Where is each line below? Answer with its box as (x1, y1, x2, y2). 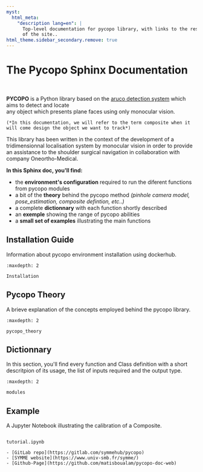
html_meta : (11, 15, 39, 21)
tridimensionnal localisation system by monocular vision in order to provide (6, 142, 193, 149)
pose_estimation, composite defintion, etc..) (14, 198, 125, 205)
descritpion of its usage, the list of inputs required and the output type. (6, 367, 182, 374)
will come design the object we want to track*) (6, 125, 131, 131)
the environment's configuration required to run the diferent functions (14, 178, 192, 186)
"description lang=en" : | (17, 20, 83, 26)
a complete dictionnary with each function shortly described (14, 204, 167, 211)
